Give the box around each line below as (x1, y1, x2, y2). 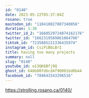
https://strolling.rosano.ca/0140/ (5, 87, 72, 93)
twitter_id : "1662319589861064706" (5, 36, 80, 41)
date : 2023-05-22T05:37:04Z (5, 12, 64, 17)
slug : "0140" (5, 59, 33, 64)
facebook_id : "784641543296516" (5, 73, 73, 78)
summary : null (5, 54, 35, 60)
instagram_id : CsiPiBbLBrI (5, 45, 62, 50)
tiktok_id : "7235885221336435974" (5, 40, 78, 45)
